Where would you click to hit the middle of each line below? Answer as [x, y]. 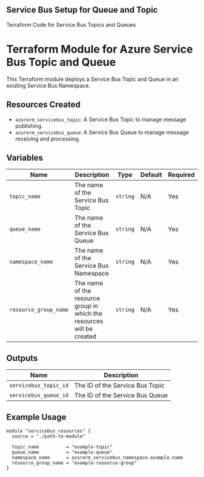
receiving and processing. [48, 139]
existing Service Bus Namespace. [48, 85]
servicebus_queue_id [39, 395]
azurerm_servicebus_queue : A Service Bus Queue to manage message [102, 132]
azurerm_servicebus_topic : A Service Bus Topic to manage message [100, 119]
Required [181, 175]
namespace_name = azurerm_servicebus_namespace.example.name [97, 458]
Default [151, 175]
